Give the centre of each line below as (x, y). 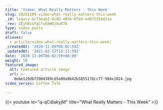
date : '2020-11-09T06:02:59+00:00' (42, 56)
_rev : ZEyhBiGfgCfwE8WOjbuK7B (36, 24)
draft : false (19, 33)
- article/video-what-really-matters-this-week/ (61, 42)
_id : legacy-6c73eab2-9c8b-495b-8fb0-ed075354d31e (58, 19)
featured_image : (22, 65)
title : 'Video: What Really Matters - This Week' (57, 10)
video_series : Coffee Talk (33, 83)
